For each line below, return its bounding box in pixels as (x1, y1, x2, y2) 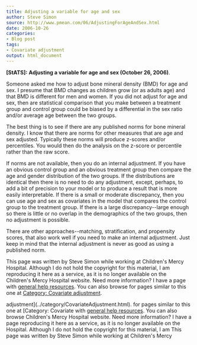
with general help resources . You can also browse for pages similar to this (6, 283, 186, 290)
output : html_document (6, 53, 62, 58)
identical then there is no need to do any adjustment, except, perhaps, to (6, 178, 183, 185)
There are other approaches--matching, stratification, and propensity (6, 227, 175, 235)
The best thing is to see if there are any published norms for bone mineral (6, 123, 186, 130)
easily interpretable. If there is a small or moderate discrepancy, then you (6, 191, 185, 198)
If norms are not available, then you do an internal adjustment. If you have (6, 160, 186, 167)
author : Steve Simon (6, 14, 57, 20)
